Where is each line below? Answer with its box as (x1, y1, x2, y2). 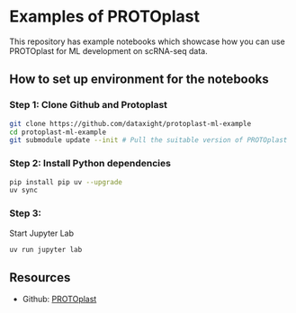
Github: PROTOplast (22, 294, 97, 305)
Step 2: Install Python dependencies (9, 157, 171, 170)
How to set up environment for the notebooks (9, 72, 270, 87)
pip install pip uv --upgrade (9, 177, 123, 186)
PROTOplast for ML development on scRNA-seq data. (9, 45, 209, 56)
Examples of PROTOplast (9, 6, 201, 27)
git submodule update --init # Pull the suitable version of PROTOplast (9, 136, 288, 145)
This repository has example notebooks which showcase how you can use (9, 36, 285, 47)
